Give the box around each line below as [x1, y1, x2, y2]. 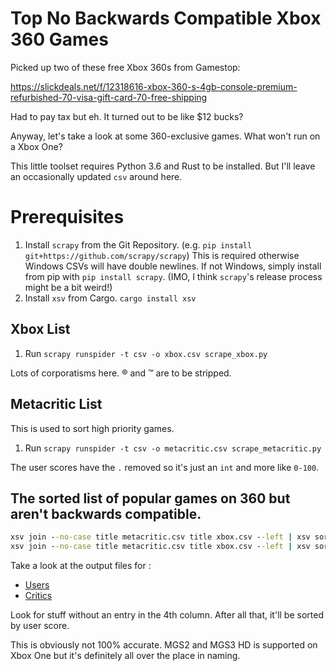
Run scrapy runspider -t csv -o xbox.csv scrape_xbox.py [24, 347, 268, 359]
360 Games [10, 28, 109, 51]
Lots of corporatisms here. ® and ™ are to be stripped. [10, 367, 232, 379]
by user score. [10, 620, 70, 632]
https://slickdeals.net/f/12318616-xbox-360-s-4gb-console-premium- [10, 80, 298, 92]
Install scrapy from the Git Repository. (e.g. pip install [24, 238, 253, 251]
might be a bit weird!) [24, 281, 113, 293]
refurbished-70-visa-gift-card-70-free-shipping [10, 91, 208, 103]
